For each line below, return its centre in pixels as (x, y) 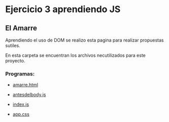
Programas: (20, 73)
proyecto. (15, 61)
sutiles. (13, 46)
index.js (21, 104)
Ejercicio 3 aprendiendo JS (63, 9)
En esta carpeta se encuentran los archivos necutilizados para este (75, 55)
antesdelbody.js (29, 95)
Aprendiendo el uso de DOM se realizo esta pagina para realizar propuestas (84, 40)
